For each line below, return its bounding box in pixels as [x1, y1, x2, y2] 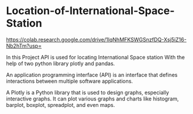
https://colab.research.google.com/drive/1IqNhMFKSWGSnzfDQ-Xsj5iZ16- [6, 36, 187, 43]
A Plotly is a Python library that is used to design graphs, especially [6, 89, 169, 96]
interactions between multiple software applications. [6, 78, 134, 85]
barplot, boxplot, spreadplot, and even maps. [6, 101, 115, 108]
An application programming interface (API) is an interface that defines [6, 71, 178, 78]
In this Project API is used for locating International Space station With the [6, 53, 185, 61]
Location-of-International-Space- [6, 4, 175, 18]
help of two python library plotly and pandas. [6, 60, 115, 67]
